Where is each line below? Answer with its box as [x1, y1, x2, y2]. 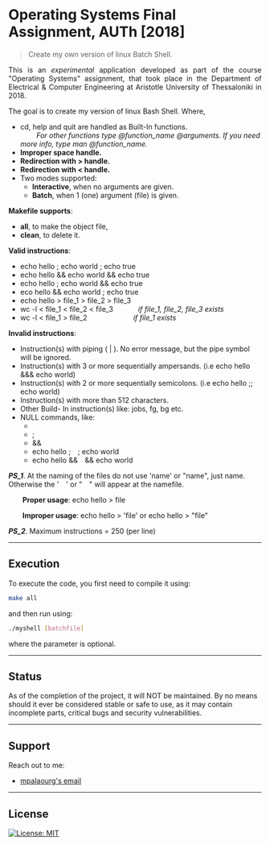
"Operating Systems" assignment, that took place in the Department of [8, 73, 262, 83]
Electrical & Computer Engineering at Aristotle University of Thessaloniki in [8, 82, 262, 92]
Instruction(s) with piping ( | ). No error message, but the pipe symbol [19, 344, 251, 354]
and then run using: [8, 608, 73, 618]
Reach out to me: [8, 760, 65, 770]
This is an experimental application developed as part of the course [8, 64, 262, 74]
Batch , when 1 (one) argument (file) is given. [31, 190, 179, 200]
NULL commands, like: [19, 412, 95, 422]
